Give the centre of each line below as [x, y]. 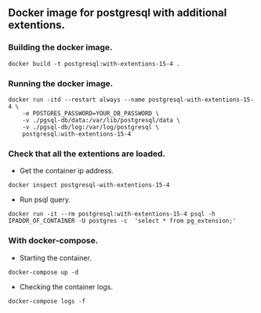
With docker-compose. [53, 241]
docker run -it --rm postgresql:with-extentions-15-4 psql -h [112, 214]
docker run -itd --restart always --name [77, 100]
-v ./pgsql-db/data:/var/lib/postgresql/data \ [101, 120]
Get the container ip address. [67, 171]
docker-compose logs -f [47, 301]
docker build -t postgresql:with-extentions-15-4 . [94, 64]
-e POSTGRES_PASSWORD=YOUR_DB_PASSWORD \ [91, 113]
